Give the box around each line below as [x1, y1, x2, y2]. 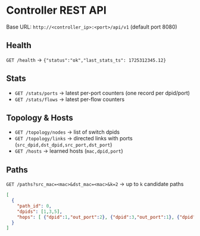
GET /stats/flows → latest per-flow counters [14, 96, 125, 103]
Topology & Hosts [6, 112, 73, 122]
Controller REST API [6, 4, 107, 17]
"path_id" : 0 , [17, 203, 52, 209]
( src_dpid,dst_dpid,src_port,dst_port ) [14, 141, 112, 149]
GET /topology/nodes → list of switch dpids [14, 128, 120, 136]
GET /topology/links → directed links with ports [14, 135, 133, 142]
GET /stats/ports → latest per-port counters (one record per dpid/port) [14, 89, 190, 96]
